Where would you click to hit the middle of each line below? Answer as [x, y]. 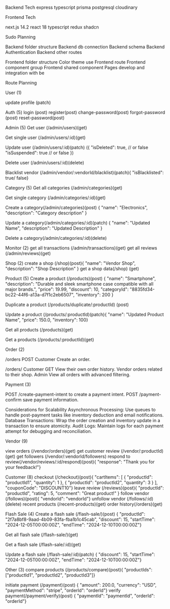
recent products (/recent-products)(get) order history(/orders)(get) [93, 504]
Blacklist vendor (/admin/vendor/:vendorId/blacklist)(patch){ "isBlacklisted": [84, 172]
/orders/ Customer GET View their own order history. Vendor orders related [84, 369]
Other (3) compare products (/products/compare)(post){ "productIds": [79, 570]
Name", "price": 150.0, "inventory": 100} [47, 320]
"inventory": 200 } [94, 295]
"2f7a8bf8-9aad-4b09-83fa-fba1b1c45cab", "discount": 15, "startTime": [80, 519]
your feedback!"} [23, 467]
